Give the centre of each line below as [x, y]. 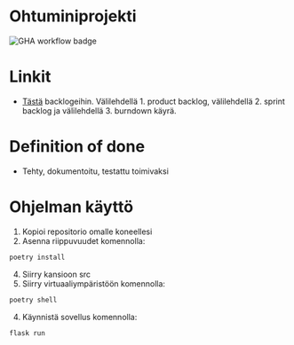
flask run [28, 333]
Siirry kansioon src [56, 274]
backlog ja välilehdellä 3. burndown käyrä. [99, 110]
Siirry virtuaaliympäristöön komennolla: [94, 283]
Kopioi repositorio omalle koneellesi [87, 231]
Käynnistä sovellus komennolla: [79, 317]
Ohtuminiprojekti [73, 16]
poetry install [37, 257]
